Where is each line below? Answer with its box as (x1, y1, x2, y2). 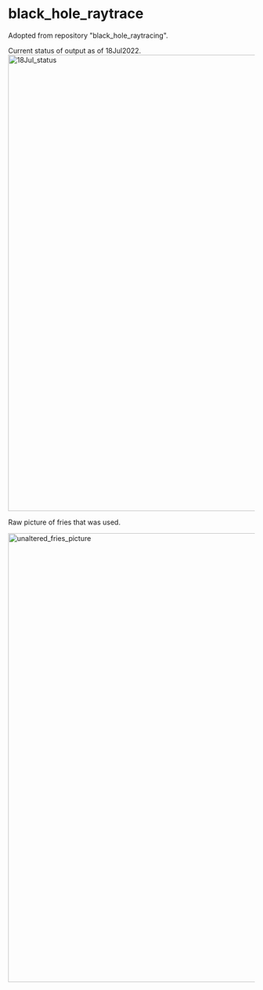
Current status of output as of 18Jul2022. (8, 46, 142, 55)
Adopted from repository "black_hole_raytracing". (8, 31, 168, 40)
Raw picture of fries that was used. (8, 517, 121, 527)
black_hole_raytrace (8, 5, 144, 23)
